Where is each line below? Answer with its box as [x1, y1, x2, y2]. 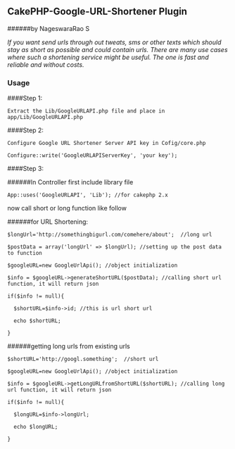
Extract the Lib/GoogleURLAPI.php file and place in [7, 108, 165, 115]
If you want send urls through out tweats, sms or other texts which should [7, 38, 222, 46]
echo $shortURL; [13, 317, 61, 324]
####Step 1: [7, 94, 43, 103]
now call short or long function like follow [7, 204, 127, 213]
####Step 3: [7, 165, 44, 173]
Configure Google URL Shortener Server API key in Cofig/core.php [7, 140, 206, 147]
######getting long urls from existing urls [7, 342, 130, 350]
